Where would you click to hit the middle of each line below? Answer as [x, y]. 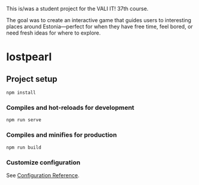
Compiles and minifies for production [61, 135]
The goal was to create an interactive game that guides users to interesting [99, 20]
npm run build [24, 147]
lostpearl [29, 57]
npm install [21, 92]
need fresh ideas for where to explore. [53, 33]
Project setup [32, 79]
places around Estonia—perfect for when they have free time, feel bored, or [99, 27]
